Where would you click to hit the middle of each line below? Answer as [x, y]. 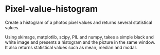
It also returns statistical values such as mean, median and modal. [71, 47]
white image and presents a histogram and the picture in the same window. [80, 42]
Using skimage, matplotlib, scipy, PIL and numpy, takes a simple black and [80, 37]
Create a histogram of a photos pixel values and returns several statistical [79, 22]
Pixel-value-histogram [52, 9]
